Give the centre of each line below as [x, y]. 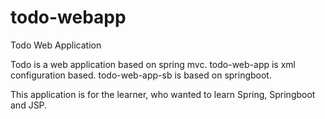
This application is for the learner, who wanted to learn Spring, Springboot [163, 94]
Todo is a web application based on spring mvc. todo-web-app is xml [153, 64]
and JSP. [29, 105]
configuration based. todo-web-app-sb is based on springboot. [141, 75]
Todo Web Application [56, 45]
